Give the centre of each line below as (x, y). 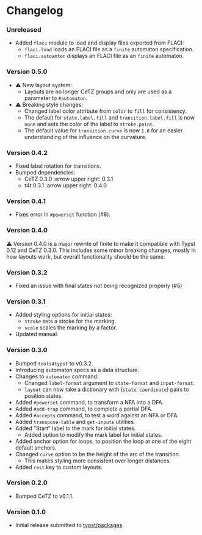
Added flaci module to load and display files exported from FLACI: (99, 43)
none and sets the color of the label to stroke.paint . (89, 124)
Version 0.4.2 (27, 153)
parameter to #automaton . (56, 98)
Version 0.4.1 (26, 201)
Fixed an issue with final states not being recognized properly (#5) (99, 285)
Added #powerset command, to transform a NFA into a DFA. (89, 402)
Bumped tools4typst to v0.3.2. (54, 363)
